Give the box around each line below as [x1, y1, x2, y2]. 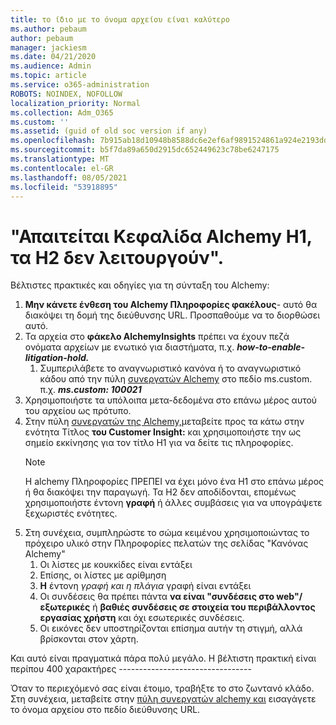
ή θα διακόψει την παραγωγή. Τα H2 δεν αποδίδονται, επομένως [24, 486, 297, 498]
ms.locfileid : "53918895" [10, 182, 118, 192]
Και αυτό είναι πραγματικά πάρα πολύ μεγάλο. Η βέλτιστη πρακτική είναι [10, 652, 317, 665]
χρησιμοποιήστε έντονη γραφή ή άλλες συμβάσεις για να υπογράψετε [24, 497, 323, 509]
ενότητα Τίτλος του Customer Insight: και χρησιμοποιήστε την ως [24, 426, 302, 438]
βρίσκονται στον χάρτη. [39, 633, 139, 645]
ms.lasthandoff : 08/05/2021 [10, 172, 128, 183]
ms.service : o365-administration [10, 80, 150, 90]
